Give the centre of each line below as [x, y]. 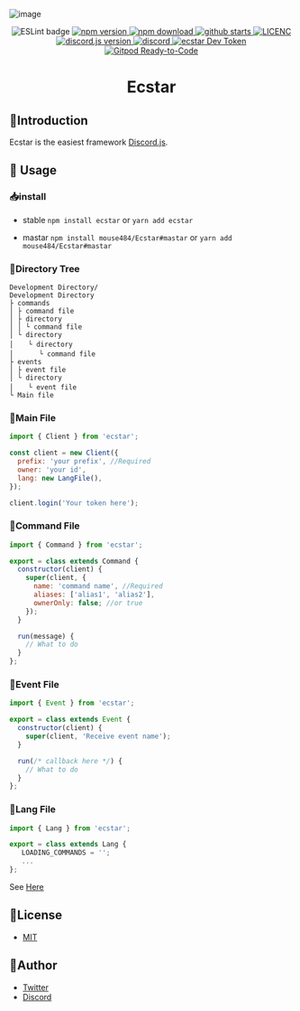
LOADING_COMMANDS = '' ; [66, 853]
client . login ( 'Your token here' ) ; [74, 503]
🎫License [36, 916]
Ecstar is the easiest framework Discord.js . [89, 142]
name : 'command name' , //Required [98, 586]
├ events [26, 361]
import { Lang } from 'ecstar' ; [70, 828]
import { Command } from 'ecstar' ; [76, 545]
